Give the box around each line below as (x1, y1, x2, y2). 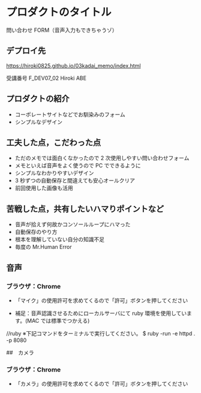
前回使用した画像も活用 (14, 184, 73, 192)
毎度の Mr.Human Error (14, 244, 72, 251)
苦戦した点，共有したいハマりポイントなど (6, 203, 164, 214)
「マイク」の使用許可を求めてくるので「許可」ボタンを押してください (14, 296, 188, 304)
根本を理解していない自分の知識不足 (14, 236, 105, 243)
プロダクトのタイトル (6, 5, 112, 19)
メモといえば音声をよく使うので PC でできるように (14, 162, 141, 169)
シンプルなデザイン (14, 118, 63, 125)
